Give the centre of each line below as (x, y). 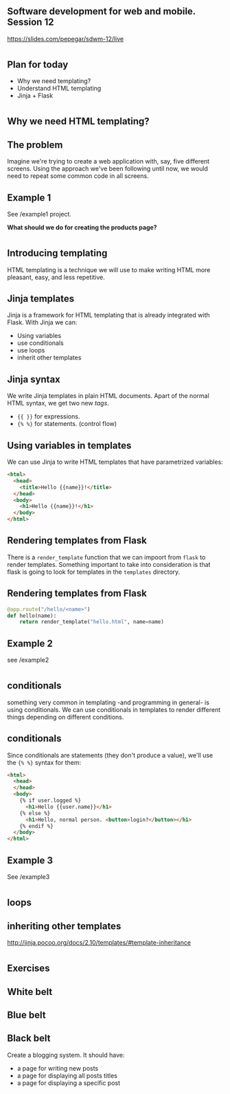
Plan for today (38, 64)
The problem (35, 145)
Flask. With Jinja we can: (42, 322)
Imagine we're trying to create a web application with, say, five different (108, 161)
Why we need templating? (54, 81)
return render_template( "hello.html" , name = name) (92, 622)
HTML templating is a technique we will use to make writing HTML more (109, 269)
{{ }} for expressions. (48, 416)
